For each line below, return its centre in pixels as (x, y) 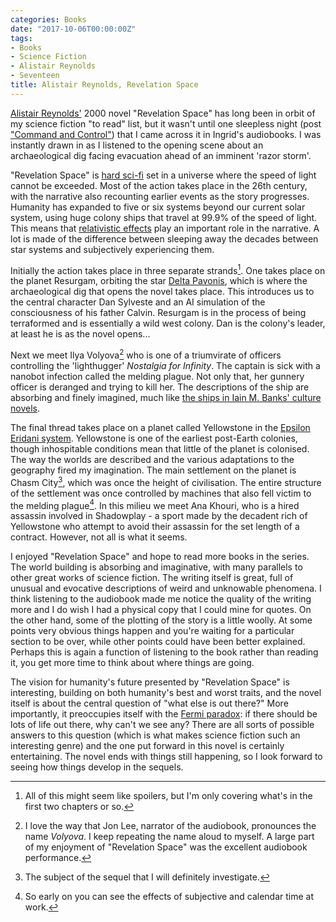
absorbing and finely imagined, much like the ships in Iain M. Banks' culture (166, 398)
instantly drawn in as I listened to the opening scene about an (137, 145)
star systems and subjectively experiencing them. (112, 249)
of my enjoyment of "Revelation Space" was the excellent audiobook (166, 847)
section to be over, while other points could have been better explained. (158, 642)
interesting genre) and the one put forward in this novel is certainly (147, 746)
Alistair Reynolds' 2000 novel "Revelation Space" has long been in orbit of (163, 113)
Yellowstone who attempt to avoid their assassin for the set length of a (155, 527)
